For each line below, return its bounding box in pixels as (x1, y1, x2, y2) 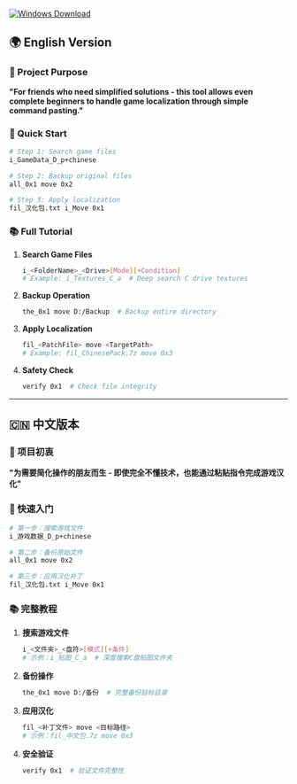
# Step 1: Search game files (9, 147, 117, 156)
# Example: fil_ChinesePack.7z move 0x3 (21, 349, 173, 358)
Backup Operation (21, 291, 91, 301)
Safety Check (21, 364, 73, 376)
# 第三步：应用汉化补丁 (9, 572, 84, 581)
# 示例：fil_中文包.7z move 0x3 (21, 731, 133, 740)
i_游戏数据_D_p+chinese (9, 532, 91, 540)
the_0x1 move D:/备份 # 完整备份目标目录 (21, 688, 168, 697)
